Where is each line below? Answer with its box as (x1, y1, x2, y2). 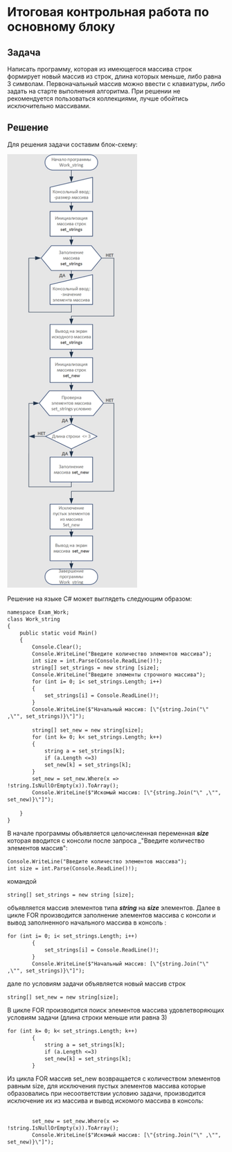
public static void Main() (19, 629, 98, 637)
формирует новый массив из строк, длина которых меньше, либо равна (7, 72, 222, 80)
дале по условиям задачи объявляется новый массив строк (7, 979, 186, 988)
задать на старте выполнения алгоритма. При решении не (7, 87, 181, 95)
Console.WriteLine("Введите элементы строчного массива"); (32, 671, 206, 678)
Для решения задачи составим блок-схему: (7, 140, 138, 148)
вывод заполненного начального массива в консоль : (7, 918, 167, 927)
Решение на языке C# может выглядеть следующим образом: (7, 594, 193, 603)
